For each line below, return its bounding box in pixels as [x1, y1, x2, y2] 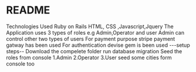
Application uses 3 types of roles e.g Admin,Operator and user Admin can [6, 29, 185, 36]
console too [6, 60, 35, 67]
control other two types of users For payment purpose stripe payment [6, 35, 175, 42]
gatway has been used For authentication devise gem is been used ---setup [6, 42, 190, 49]
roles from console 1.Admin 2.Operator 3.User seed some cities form [6, 54, 172, 61]
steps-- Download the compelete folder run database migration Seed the [6, 47, 183, 54]
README [6, 4, 50, 17]
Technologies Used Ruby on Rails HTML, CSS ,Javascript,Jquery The [6, 23, 174, 30]
